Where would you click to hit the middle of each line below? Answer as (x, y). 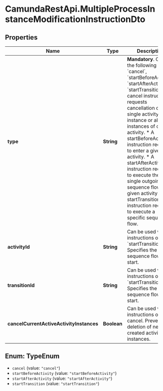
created (136, 333)
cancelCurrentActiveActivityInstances (53, 324)
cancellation (141, 108)
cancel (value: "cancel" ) (36, 368)
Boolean (113, 324)
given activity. (143, 193)
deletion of (139, 327)
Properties (21, 37)
